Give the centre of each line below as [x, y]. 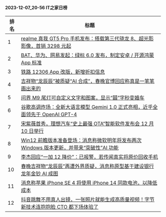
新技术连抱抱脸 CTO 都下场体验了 [60, 207]
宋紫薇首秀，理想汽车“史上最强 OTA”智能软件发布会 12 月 [87, 124]
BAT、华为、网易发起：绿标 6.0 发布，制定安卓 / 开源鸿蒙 [87, 55]
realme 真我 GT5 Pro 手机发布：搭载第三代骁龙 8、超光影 [87, 38]
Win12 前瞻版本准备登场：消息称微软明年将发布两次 [81, 141]
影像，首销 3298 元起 [46, 46]
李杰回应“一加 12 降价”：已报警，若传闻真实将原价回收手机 [89, 157]
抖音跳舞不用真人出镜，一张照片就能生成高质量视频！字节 [88, 200]
